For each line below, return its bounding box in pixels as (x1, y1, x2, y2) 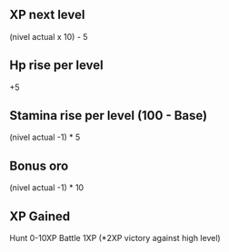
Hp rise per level (9, 58, 104, 73)
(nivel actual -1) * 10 (9, 182, 85, 193)
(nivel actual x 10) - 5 (9, 31, 88, 42)
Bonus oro (9, 158, 69, 173)
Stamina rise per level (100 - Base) (9, 108, 207, 123)
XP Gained (9, 208, 71, 224)
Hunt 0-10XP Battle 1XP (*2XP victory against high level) (9, 233, 221, 244)
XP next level (9, 7, 85, 23)
